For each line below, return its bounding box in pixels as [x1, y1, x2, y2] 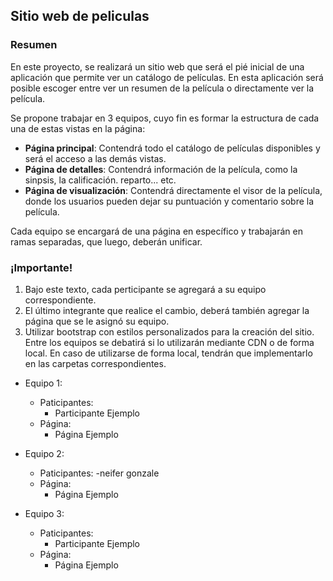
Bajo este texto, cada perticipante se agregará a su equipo [24, 283, 267, 295]
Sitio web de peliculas [10, 8, 150, 25]
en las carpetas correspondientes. [24, 357, 167, 369]
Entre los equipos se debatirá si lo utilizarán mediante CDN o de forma [24, 336, 315, 348]
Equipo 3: [24, 507, 65, 519]
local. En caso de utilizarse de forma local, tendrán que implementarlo [24, 347, 313, 359]
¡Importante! [10, 260, 73, 274]
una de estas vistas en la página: [10, 122, 146, 134]
